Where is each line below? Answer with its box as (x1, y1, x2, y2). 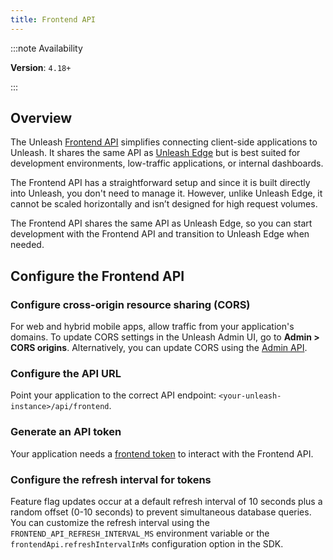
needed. (10, 239, 45, 251)
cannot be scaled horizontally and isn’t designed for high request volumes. (10, 198, 318, 210)
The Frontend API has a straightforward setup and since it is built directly (10, 177, 311, 189)
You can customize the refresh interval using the (10, 517, 210, 529)
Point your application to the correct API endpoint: (10, 389, 217, 401)
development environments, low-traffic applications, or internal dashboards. (10, 157, 324, 170)
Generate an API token (10, 425, 122, 439)
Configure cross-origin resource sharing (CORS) (10, 297, 251, 311)
